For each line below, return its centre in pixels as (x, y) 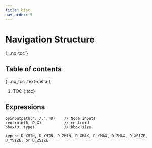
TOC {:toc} (24, 91)
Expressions (25, 107)
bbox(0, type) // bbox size (48, 127)
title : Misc (18, 10)
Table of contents (33, 69)
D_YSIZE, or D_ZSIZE (27, 141)
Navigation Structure (50, 40)
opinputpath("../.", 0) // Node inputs (50, 119)
